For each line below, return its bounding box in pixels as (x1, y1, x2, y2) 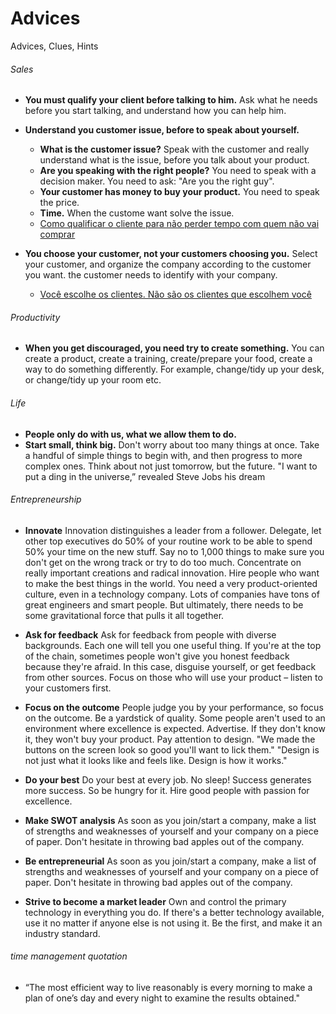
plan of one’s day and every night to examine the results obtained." (24, 992, 301, 1004)
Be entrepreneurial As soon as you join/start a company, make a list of (24, 855, 317, 867)
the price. (39, 197, 80, 209)
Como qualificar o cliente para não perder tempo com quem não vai (39, 218, 320, 230)
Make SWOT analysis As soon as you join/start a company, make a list (24, 814, 317, 826)
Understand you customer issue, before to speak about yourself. (24, 124, 300, 136)
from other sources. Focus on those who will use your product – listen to (24, 671, 323, 683)
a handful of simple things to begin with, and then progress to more (24, 449, 303, 461)
